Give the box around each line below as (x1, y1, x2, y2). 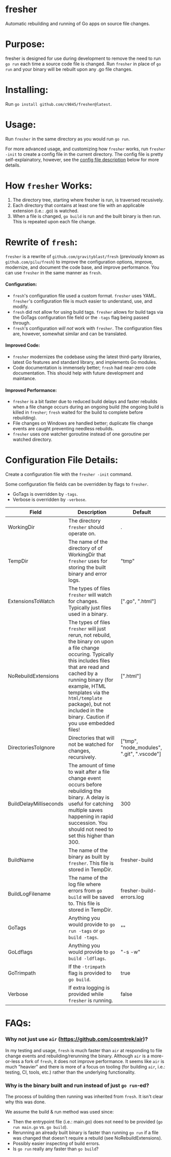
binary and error (68, 570, 107, 577)
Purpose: (5, 38, 45, 50)
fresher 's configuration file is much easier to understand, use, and (12, 298, 153, 304)
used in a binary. (68, 611, 108, 618)
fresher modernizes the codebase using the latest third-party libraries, (12, 354, 162, 360)
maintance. (12, 376, 37, 382)
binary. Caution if (68, 713, 109, 721)
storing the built (68, 564, 106, 571)
